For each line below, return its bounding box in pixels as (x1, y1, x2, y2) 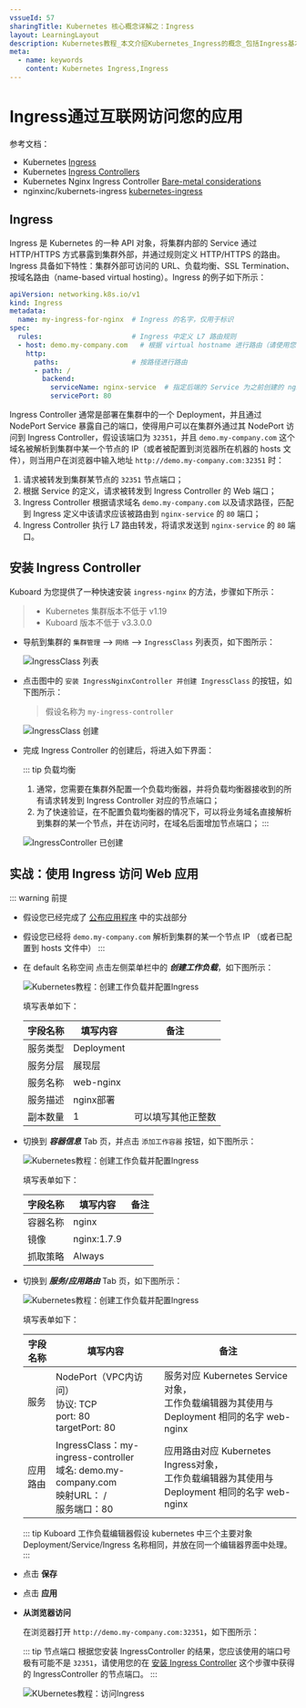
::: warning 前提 (9, 892, 68, 903)
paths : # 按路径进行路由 (33, 357, 189, 367)
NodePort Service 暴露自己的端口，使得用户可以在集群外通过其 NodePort (9, 420, 284, 431)
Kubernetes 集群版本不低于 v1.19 (45, 606, 168, 616)
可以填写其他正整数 (133, 1110, 217, 1123)
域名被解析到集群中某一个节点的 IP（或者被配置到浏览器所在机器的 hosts (9, 443, 281, 454)
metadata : (9, 306, 47, 316)
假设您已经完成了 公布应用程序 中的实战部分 (22, 911, 188, 922)
